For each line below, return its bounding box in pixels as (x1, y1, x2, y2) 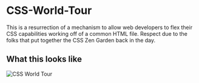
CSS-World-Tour (6, 4, 92, 18)
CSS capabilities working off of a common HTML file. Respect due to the (6, 30, 188, 37)
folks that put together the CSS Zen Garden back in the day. (6, 36, 156, 44)
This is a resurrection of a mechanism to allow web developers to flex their (6, 24, 193, 31)
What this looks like (6, 54, 82, 64)
